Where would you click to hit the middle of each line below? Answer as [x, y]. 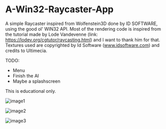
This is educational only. [31, 91]
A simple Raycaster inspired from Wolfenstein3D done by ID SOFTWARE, [81, 23]
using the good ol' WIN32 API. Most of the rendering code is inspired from [83, 29]
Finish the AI [26, 75]
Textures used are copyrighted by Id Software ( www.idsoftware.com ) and [82, 45]
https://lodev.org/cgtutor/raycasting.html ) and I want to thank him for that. [83, 40]
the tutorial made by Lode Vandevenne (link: [52, 34]
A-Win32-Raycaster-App [59, 9]
